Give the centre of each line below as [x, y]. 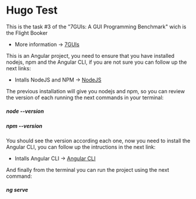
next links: [19, 68]
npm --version [24, 126]
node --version [25, 111]
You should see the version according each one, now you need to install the [98, 141]
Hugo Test [32, 10]
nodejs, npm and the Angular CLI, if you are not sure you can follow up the [97, 62]
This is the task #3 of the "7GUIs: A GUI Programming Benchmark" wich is [97, 27]
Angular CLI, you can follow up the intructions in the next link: [81, 147]
